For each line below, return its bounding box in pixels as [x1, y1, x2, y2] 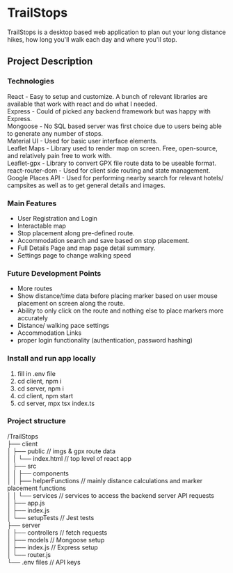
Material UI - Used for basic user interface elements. [7, 136, 158, 145]
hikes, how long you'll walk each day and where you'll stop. [7, 35, 177, 43]
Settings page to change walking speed [17, 251, 131, 259]
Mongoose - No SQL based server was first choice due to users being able [7, 122, 223, 130]
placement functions [7, 484, 66, 492]
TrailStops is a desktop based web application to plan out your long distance [7, 28, 226, 36]
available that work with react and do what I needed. [7, 100, 158, 108]
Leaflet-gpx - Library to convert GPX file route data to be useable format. [7, 159, 217, 167]
